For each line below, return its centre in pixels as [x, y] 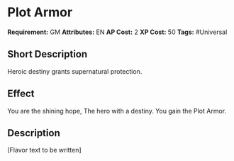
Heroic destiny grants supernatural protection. [75, 71]
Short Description [48, 54]
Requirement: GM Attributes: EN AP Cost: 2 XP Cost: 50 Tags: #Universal [117, 32]
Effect [21, 94]
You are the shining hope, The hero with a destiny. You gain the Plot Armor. [117, 111]
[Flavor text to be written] [44, 150]
